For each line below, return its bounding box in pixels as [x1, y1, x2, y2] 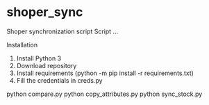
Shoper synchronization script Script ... [6, 27, 119, 35]
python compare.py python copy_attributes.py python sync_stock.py [6, 90, 203, 98]
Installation [6, 40, 38, 49]
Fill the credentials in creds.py [16, 76, 103, 84]
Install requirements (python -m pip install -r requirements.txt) [16, 69, 194, 77]
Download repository [16, 61, 77, 70]
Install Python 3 [16, 54, 62, 63]
